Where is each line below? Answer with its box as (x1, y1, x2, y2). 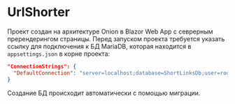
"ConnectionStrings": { (7, 63, 77, 70)
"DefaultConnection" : (13, 69, 77, 77)
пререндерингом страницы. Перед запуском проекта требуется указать (7, 34, 225, 43)
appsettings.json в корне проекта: (7, 50, 111, 58)
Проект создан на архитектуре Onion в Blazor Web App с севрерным (7, 27, 213, 36)
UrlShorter (7, 4, 70, 20)
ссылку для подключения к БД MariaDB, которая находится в (7, 42, 192, 50)
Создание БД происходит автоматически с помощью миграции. (7, 89, 201, 97)
